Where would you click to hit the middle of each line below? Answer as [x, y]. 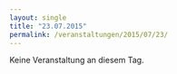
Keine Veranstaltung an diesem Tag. [77, 60]
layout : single [38, 18]
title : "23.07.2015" [49, 26]
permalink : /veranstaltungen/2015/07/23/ [89, 34]
